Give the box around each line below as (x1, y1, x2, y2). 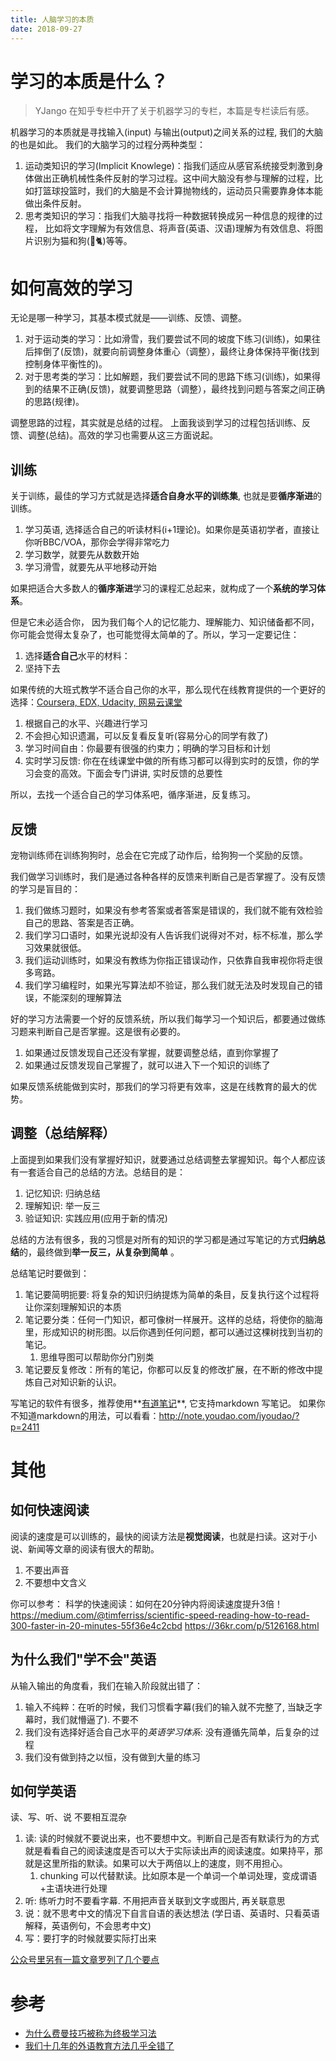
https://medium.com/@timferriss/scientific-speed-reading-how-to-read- (10, 1609, 310, 1621)
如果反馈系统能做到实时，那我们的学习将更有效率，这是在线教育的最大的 (10, 1081, 308, 1092)
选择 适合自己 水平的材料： (24, 650, 131, 662)
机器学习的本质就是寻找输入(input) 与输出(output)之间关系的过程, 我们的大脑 (10, 126, 324, 138)
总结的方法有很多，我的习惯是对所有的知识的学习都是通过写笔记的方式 (10, 1233, 300, 1245)
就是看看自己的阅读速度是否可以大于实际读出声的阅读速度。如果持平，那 (24, 1845, 323, 1857)
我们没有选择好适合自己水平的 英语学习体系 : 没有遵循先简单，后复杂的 (24, 1726, 311, 1738)
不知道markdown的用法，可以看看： (10, 1409, 160, 1421)
